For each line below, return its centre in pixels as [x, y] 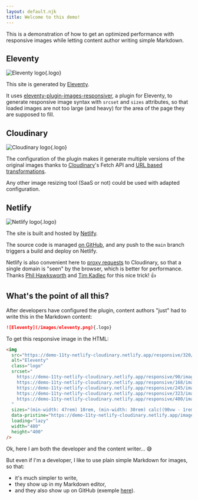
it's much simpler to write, [46, 478]
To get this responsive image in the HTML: [57, 339]
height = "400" [27, 432]
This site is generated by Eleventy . [48, 84]
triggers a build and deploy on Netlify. [52, 251]
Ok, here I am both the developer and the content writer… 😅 [79, 449]
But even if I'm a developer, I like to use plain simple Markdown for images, [97, 460]
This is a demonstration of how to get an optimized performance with [90, 34]
